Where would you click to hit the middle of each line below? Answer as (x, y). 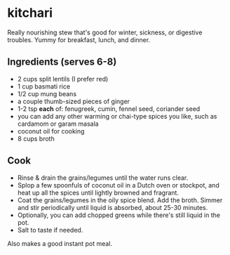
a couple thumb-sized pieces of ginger (74, 101)
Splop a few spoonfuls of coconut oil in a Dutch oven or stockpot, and (118, 185)
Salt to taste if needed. (50, 230)
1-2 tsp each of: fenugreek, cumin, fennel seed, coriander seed (109, 109)
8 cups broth (36, 138)
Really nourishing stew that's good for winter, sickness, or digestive (105, 32)
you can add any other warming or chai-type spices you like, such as (117, 116)
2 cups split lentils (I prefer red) (63, 79)
